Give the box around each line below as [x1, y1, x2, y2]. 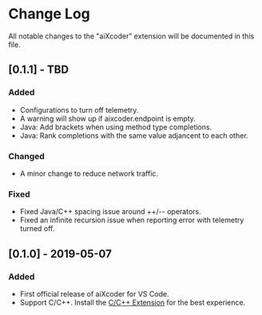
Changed [8, 150, 46, 161]
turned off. [19, 224, 55, 233]
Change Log [8, 5, 90, 23]
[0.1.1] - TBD [8, 63, 69, 77]
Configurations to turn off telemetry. [19, 105, 139, 114]
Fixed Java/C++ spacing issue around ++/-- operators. [19, 207, 201, 217]
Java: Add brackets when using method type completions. [19, 122, 212, 132]
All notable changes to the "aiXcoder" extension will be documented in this [8, 31, 255, 41]
